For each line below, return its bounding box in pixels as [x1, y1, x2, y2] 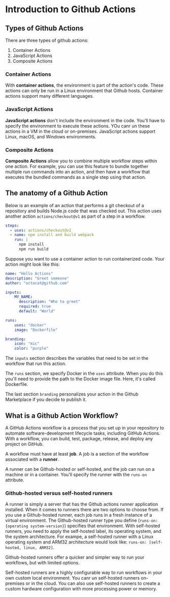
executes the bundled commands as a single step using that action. [5, 174, 146, 180]
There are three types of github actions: [5, 37, 89, 43]
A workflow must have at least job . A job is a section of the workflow [5, 451, 149, 457]
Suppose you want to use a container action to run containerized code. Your [5, 255, 165, 262]
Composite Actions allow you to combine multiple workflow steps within [5, 158, 157, 164]
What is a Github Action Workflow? [5, 411, 118, 420]
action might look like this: [5, 261, 60, 267]
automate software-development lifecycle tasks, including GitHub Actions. [5, 430, 161, 436]
